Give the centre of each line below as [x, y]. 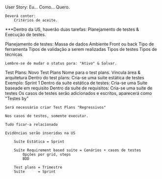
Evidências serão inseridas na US [40, 133]
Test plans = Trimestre [38, 167]
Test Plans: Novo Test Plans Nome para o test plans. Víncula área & [73, 72]
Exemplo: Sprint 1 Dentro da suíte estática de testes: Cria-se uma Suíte [76, 83]
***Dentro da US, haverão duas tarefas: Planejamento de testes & [72, 29]
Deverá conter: [21, 16]
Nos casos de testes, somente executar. [47, 116]
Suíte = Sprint [35, 172]
